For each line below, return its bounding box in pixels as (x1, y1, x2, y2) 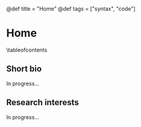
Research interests (6, 97, 79, 108)
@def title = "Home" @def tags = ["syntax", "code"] (6, 5, 136, 12)
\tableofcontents (6, 46, 47, 53)
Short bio (6, 63, 42, 74)
